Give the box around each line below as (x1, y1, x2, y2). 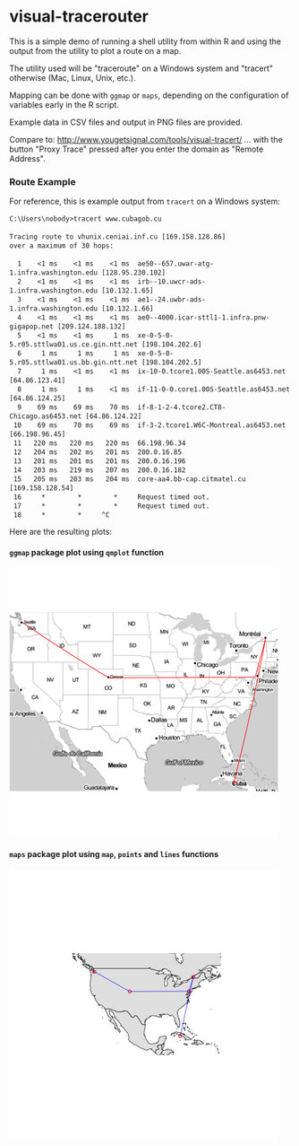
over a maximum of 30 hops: (9, 241, 115, 250)
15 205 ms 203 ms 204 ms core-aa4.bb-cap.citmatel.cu (13, 475, 246, 484)
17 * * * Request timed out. (13, 502, 210, 511)
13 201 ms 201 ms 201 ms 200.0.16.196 (13, 457, 186, 466)
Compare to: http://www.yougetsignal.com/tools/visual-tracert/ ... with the (9, 134, 284, 144)
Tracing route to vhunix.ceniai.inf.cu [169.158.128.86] (9, 232, 226, 241)
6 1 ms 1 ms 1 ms (17, 349, 130, 358)
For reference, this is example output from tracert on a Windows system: (9, 196, 280, 207)
